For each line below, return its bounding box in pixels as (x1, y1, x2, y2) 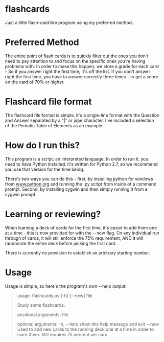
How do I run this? (5, 140, 80, 151)
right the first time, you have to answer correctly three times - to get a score (5, 73, 158, 79)
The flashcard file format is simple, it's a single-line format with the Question (5, 112, 160, 118)
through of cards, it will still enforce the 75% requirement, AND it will (5, 235, 143, 241)
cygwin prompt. (5, 191, 37, 197)
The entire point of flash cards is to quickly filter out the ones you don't (5, 53, 148, 59)
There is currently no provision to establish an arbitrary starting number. (5, 250, 150, 255)
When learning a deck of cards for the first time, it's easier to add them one (5, 225, 157, 230)
